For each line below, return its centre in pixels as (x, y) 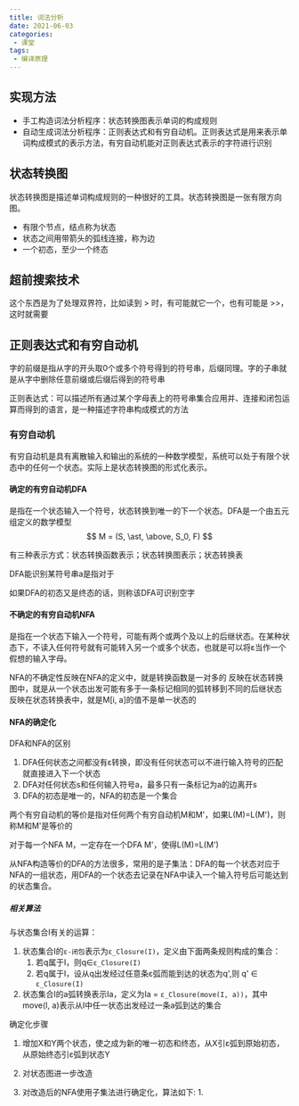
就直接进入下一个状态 (61, 773)
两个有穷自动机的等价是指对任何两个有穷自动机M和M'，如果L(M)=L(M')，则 (148, 815)
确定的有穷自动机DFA (48, 489)
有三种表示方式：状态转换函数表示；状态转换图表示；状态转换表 (126, 555)
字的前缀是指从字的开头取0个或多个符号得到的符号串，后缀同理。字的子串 (144, 368)
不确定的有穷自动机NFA (53, 615)
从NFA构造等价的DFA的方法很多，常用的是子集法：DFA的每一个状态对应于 (145, 864)
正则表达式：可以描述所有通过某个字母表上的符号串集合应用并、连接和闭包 (145, 399)
